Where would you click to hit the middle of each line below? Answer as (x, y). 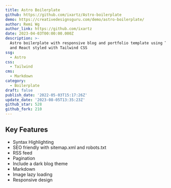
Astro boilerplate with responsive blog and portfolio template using (86, 43)
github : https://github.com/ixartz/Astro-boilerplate (64, 15)
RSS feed (22, 152)
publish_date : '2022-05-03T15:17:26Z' (46, 95)
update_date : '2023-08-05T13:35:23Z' (45, 100)
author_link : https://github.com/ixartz (49, 29)
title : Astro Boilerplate (33, 10)
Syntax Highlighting (33, 142)
